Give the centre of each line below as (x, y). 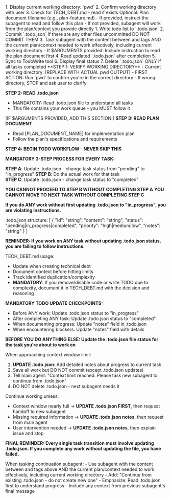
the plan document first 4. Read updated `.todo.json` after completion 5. (81, 56)
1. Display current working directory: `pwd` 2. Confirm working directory (81, 7)
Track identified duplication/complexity (54, 277)
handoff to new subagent (39, 412)
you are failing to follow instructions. (45, 246)
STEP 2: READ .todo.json (32, 93)
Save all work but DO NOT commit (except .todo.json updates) (78, 370)
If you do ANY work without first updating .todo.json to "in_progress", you (86, 205)
